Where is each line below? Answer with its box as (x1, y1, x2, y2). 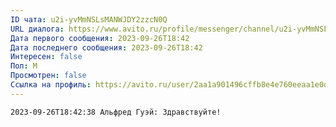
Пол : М (10, 61, 38, 71)
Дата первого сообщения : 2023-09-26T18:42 (10, 33, 190, 43)
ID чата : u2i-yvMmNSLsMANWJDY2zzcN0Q (10, 14, 168, 25)
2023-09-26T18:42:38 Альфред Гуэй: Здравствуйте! (10, 107, 222, 117)
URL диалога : (10, 24, 65, 34)
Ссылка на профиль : (10, 80, 92, 90)
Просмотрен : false (10, 71, 87, 81)
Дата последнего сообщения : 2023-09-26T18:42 (10, 42, 203, 53)
